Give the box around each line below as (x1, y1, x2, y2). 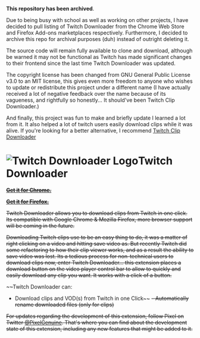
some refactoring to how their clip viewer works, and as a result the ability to (6, 246, 194, 253)
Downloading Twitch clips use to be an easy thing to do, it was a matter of (6, 233, 187, 240)
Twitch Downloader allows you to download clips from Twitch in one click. (6, 209, 187, 217)
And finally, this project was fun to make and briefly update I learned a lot (6, 114, 186, 121)
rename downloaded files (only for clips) (14, 301, 114, 308)
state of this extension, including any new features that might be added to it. (6, 325, 193, 332)
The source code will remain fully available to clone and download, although (6, 47, 193, 54)
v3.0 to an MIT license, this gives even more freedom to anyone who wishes (6, 77, 193, 84)
